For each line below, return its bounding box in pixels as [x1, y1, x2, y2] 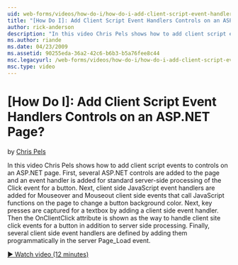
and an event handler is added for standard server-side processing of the [7, 176, 222, 184]
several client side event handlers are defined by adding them [7, 228, 188, 237]
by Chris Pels [7, 147, 46, 156]
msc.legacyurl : [7, 57, 52, 64]
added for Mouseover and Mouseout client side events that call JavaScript [7, 191, 225, 199]
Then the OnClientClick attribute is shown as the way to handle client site [7, 213, 221, 222]
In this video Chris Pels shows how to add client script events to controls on [7, 161, 228, 169]
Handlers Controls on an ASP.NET [7, 108, 210, 125]
